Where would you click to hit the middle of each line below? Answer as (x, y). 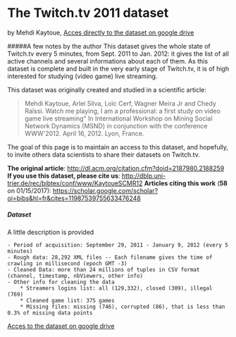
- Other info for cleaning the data (61, 282)
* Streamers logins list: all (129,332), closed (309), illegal (116, 288)
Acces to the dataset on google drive (61, 326)
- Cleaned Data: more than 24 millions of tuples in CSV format (104, 269)
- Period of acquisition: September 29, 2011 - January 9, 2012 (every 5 (118, 245)
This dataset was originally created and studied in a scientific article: (107, 90)
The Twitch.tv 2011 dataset (88, 13)
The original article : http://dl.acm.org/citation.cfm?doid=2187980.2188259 (116, 168)
